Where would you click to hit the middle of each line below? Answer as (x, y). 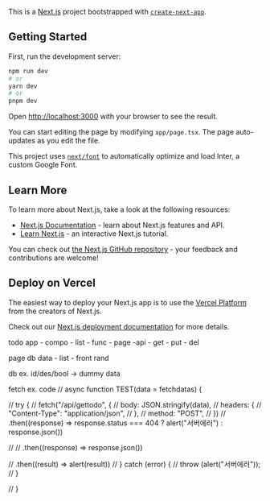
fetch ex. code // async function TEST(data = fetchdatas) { (105, 389)
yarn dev (23, 86)
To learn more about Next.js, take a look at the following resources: (119, 209)
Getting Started (48, 37)
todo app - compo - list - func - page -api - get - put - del (104, 342)
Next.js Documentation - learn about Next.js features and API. (122, 225)
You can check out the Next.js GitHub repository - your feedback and (123, 249)
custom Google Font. (43, 165)
